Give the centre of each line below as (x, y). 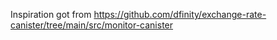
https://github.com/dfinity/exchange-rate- (180, 14)
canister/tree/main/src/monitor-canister (92, 25)
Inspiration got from (51, 14)
